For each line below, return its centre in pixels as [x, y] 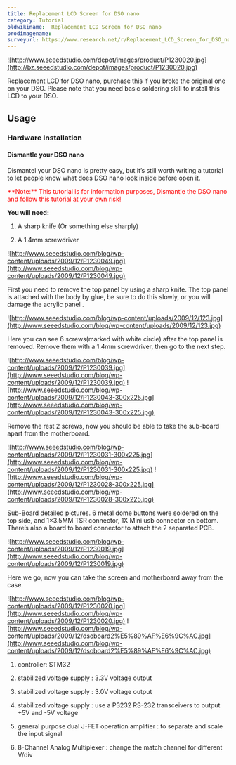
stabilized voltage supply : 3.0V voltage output [85, 691]
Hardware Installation [45, 138]
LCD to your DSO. [33, 96]
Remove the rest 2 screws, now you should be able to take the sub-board [113, 426]
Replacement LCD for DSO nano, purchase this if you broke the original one [117, 81]
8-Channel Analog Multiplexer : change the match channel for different [120, 747]
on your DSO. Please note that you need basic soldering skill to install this [113, 89]
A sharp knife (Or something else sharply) [78, 226]
